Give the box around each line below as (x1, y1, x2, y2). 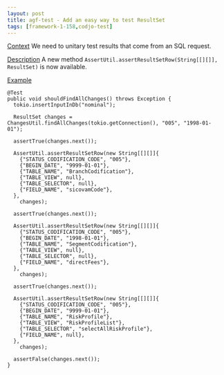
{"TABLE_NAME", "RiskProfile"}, (19, 313, 113, 320)
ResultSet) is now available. (7, 63, 88, 71)
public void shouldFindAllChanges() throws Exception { (7, 95, 171, 102)
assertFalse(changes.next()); (13, 356, 100, 363)
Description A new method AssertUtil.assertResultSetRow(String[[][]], (7, 55, 218, 64)
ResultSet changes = (13, 113, 73, 121)
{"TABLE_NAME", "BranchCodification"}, (19, 168, 135, 175)
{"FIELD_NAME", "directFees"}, (19, 259, 110, 266)
